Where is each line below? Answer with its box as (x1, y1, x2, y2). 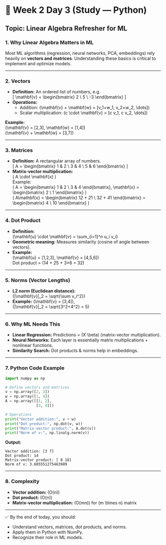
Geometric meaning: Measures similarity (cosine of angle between (12, 239, 150, 245)
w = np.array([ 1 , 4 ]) (5, 394, 50, 399)
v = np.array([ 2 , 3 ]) (5, 389, 50, 394)
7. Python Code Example (5, 365, 65, 372)
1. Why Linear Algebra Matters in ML (5, 39, 94, 46)
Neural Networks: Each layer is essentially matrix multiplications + (12, 337, 148, 343)
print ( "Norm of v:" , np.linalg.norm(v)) (5, 430, 90, 435)
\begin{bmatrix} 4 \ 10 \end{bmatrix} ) (12, 200, 90, 206)
